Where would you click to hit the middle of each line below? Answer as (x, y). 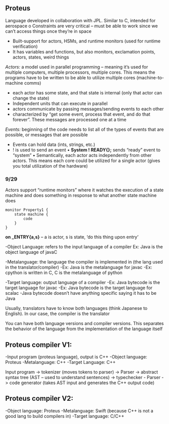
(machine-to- (150, 77)
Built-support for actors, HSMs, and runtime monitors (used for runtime (86, 41)
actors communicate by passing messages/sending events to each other (88, 109)
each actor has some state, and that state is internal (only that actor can (87, 92)
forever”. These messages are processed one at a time (69, 119)
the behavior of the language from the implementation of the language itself (84, 329)
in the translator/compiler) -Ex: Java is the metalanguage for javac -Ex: (79, 268)
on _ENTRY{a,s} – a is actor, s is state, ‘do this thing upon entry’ (72, 237)
